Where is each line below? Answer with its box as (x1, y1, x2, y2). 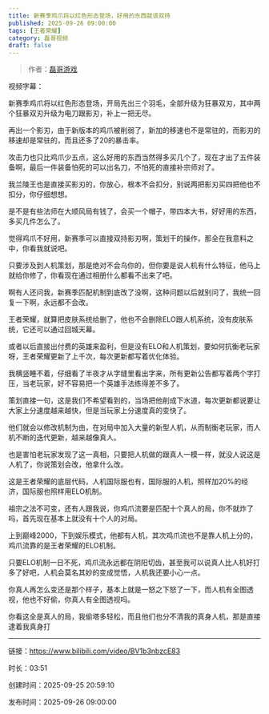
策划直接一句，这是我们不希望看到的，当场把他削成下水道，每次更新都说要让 (8, 395, 261, 405)
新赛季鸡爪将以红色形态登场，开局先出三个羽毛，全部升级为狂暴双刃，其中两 (8, 98, 261, 108)
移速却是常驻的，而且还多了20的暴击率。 (8, 135, 144, 145)
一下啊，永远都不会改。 (14, 298, 93, 307)
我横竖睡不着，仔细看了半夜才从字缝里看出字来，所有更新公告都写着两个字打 (8, 369, 261, 379)
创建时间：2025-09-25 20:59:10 (8, 680, 114, 690)
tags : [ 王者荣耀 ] (8, 26, 62, 34)
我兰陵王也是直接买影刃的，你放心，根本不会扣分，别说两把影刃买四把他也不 (8, 179, 261, 189)
